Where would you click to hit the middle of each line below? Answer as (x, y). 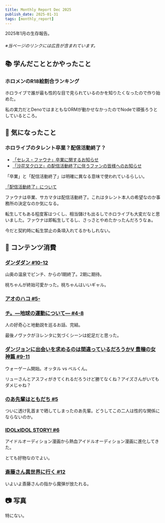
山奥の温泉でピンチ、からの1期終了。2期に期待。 (55, 275)
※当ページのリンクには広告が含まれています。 (51, 45)
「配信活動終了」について (31, 187)
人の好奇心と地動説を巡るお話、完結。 (44, 325)
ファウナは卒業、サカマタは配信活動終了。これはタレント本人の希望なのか (81, 197)
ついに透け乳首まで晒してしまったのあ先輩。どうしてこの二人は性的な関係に (82, 411)
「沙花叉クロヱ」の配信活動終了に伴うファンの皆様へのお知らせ (77, 166)
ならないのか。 (20, 417)
